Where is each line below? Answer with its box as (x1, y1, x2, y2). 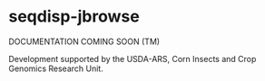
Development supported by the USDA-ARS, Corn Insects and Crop (8, 53, 257, 64)
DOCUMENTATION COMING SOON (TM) (8, 36, 161, 47)
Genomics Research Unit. (8, 63, 103, 74)
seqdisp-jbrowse (8, 6, 140, 27)
